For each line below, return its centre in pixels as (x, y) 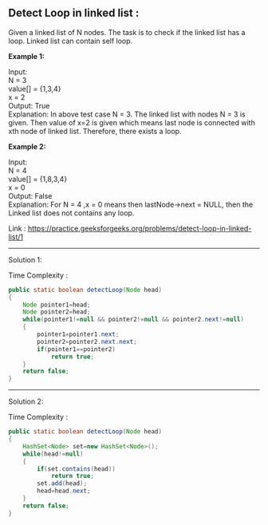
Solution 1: (25, 259)
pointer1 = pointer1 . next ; (78, 334)
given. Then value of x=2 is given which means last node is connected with (132, 122)
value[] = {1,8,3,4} (38, 179)
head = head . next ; (64, 491)
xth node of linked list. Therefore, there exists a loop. (95, 131)
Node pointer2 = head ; (57, 312)
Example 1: (27, 56)
